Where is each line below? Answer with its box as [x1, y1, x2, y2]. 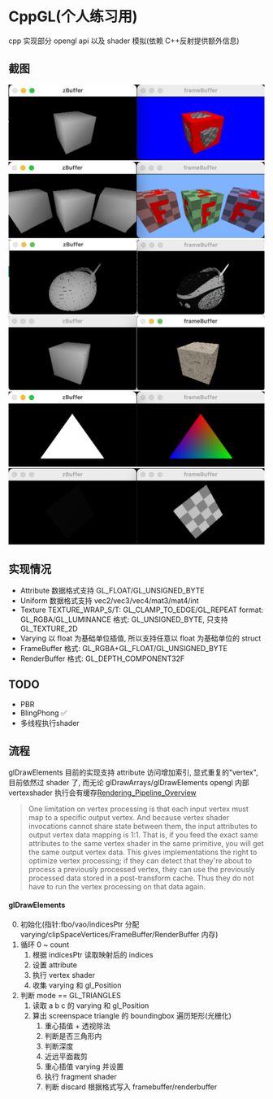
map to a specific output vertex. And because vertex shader [28, 812, 230, 822]
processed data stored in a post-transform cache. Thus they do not [28, 873, 254, 883]
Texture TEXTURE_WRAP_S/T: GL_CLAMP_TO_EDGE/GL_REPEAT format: [19, 605, 264, 615]
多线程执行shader [19, 718, 80, 728]
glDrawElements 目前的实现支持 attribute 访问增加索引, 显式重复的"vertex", [8, 767, 258, 777]
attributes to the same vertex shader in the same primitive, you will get [28, 838, 264, 848]
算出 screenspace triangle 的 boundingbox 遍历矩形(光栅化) [32, 1010, 232, 1020]
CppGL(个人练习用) [8, 7, 138, 26]
